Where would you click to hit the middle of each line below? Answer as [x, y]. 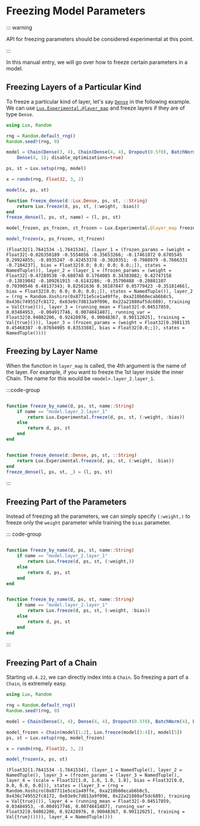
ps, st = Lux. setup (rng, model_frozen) [56, 738]
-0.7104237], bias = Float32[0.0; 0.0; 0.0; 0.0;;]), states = [86, 265]
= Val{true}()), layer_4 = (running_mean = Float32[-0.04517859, [89, 802]
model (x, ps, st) [28, 190]
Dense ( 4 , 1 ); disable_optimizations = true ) [70, 158]
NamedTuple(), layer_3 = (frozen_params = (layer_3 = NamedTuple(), [93, 775]
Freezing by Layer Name [52, 351]
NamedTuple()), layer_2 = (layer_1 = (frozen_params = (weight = [89, 271]
